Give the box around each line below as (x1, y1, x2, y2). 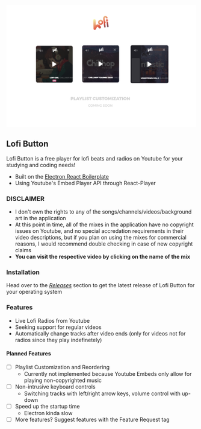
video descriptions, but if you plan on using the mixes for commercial (14, 234, 187, 241)
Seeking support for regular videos (14, 323, 102, 331)
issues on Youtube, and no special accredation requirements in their (14, 227, 184, 234)
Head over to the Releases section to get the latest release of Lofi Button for (6, 282, 195, 289)
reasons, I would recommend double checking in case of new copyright (14, 240, 193, 247)
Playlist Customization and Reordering (14, 363, 110, 370)
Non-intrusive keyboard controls (14, 383, 96, 390)
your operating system (6, 288, 63, 296)
